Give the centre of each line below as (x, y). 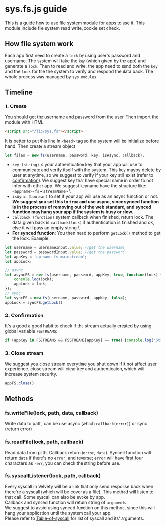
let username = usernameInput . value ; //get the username (65, 248)
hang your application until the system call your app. (59, 513)
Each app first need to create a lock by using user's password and (73, 55)
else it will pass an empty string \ (46, 228)
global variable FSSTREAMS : (31, 331)
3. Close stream (24, 353)
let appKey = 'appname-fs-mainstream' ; (46, 257)
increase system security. (31, 374)
